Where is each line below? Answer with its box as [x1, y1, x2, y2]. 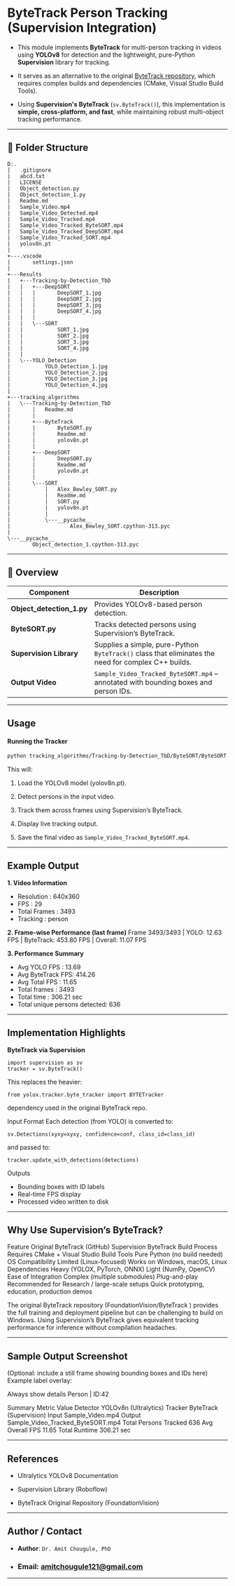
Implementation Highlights [7, 1027, 126, 1039]
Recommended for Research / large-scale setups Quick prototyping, [7, 1280, 204, 1289]
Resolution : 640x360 [17, 892, 80, 901]
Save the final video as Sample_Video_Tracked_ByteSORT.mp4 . [17, 833, 190, 842]
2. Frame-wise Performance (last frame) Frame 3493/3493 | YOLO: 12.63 [7, 928, 222, 936]
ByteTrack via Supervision [7, 1045, 85, 1054]
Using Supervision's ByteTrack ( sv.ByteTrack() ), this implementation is [17, 100, 226, 108]
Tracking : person [17, 914, 69, 923]
